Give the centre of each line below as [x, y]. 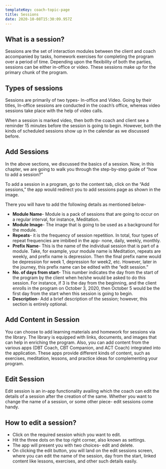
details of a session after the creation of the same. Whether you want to [79, 396]
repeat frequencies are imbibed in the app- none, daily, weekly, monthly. [86, 240]
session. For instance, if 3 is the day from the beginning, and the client [84, 283]
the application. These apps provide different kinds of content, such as [78, 353]
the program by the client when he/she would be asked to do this [79, 278]
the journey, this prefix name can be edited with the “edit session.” [80, 267]
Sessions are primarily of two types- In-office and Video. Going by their [78, 100]
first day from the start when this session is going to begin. [73, 293]
